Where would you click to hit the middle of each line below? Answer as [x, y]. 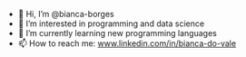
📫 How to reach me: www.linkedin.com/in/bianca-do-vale [127, 43]
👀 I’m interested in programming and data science [111, 24]
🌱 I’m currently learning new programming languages [118, 33]
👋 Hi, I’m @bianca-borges [66, 14]
